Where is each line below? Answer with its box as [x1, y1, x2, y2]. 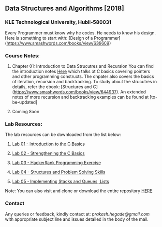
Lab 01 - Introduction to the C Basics [12, 141, 85, 147]
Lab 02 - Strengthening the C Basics [12, 151, 85, 156]
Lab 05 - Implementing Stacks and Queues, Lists [12, 179, 109, 184]
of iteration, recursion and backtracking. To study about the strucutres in [12, 78, 157, 84]
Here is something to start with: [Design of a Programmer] [5, 35, 121, 41]
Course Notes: [5, 52, 40, 59]
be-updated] [12, 99, 38, 105]
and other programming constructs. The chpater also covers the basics [12, 73, 154, 79]
